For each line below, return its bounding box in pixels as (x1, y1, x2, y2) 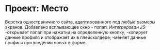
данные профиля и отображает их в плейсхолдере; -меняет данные (5, 34, 146, 40)
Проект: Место (5, 3, 69, 14)
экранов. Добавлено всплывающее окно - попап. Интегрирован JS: (5, 24, 147, 30)
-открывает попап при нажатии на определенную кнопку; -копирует (5, 29, 148, 35)
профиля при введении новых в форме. (5, 39, 87, 45)
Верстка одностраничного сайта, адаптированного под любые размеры (5, 19, 156, 25)
